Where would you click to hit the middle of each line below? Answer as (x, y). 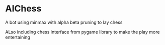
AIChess (23, 9)
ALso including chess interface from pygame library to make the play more (82, 32)
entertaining (18, 37)
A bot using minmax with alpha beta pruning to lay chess (64, 22)
